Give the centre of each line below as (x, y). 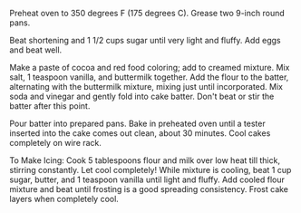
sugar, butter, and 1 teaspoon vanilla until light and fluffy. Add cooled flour (147, 179)
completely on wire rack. (56, 143)
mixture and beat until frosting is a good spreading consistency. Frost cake (149, 189)
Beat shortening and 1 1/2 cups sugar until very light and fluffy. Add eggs (145, 40)
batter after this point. (50, 106)
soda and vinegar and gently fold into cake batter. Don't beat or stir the (142, 96)
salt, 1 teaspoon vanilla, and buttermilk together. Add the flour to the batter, (149, 77)
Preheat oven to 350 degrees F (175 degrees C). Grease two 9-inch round (147, 13)
